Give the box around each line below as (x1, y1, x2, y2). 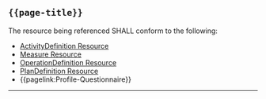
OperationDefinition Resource (19, 57, 117, 67)
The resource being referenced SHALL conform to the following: (8, 26, 218, 35)
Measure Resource (19, 49, 82, 59)
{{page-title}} (8, 7, 83, 19)
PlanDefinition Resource (19, 66, 99, 75)
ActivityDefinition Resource (19, 41, 109, 50)
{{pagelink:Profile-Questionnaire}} (19, 75, 132, 84)
